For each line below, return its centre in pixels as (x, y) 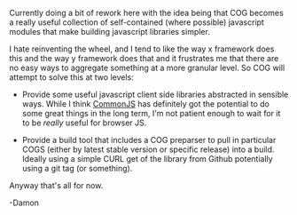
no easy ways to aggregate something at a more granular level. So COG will (147, 68)
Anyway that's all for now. (56, 185)
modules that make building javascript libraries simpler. (109, 32)
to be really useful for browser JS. (84, 123)
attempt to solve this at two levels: (72, 77)
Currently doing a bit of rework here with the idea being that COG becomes (146, 13)
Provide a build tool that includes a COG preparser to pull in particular (149, 140)
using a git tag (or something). (77, 168)
